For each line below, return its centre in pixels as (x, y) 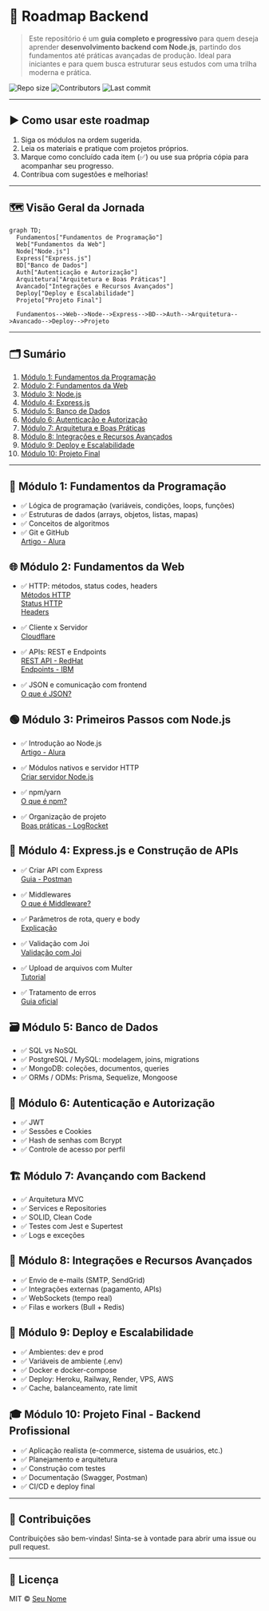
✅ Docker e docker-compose (69, 1370)
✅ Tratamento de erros (58, 992)
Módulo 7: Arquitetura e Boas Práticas (83, 428)
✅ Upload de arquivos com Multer (76, 968)
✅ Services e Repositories (63, 1208)
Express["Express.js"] (54, 258)
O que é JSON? (46, 694)
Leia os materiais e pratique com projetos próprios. (105, 148)
